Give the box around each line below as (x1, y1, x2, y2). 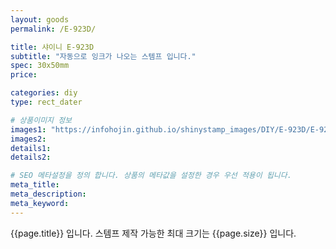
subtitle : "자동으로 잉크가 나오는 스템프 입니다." (10, 51, 197, 61)
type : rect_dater (10, 97, 83, 107)
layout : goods (10, 14, 70, 25)
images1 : (10, 124, 47, 135)
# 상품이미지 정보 (10, 115, 73, 125)
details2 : (10, 152, 52, 163)
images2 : (10, 134, 47, 144)
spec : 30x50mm (10, 61, 70, 71)
